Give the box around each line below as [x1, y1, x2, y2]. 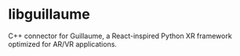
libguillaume [8, 5, 90, 23]
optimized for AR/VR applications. [8, 39, 118, 48]
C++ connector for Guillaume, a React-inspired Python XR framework [8, 31, 233, 40]
